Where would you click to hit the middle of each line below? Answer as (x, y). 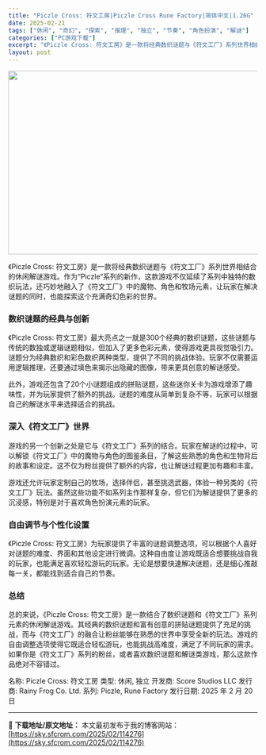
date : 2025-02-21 (37, 23)
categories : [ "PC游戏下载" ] (52, 38)
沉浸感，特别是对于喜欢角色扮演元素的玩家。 (81, 502)
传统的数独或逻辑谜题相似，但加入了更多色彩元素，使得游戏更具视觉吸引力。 (133, 348)
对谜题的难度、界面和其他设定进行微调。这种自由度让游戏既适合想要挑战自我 (133, 553)
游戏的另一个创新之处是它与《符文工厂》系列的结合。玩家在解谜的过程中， (129, 445)
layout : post (30, 52)
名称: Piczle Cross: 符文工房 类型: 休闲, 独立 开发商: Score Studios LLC (123, 681)
